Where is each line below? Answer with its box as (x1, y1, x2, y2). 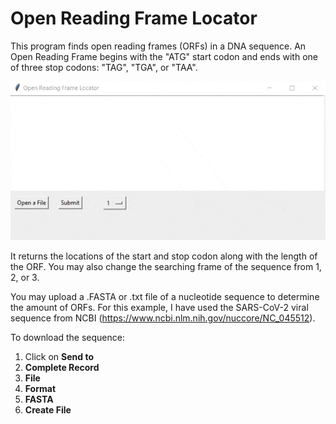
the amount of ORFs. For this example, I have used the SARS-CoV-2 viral (10, 302, 309, 313)
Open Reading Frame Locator (10, 7, 258, 30)
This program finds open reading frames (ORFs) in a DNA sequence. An (10, 40, 307, 52)
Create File (24, 404, 72, 416)
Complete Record (24, 362, 100, 373)
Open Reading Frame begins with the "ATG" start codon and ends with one (10, 50, 318, 62)
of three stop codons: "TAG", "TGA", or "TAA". (10, 61, 198, 73)
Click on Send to (24, 351, 94, 362)
